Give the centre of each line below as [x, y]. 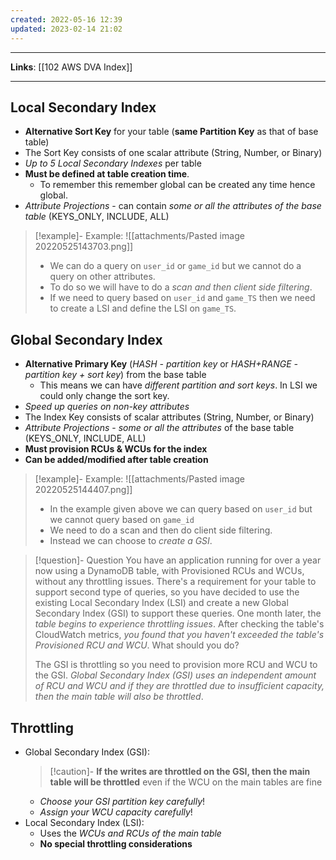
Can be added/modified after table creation [116, 460]
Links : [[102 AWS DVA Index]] [71, 67]
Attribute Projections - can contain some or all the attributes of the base [173, 206]
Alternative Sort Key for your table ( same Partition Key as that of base [171, 132]
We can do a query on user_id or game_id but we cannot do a [175, 266]
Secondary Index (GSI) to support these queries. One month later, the [178, 613]
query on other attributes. [102, 277]
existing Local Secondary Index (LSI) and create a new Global [161, 603]
